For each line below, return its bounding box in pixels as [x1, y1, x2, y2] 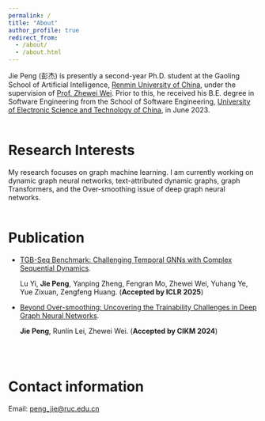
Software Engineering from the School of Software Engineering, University [8, 97, 251, 106]
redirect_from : [8, 33, 59, 42]
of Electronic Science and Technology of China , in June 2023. [8, 105, 210, 115]
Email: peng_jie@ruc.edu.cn [8, 404, 100, 413]
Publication [8, 229, 85, 247]
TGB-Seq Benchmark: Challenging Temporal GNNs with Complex [19, 255, 233, 264]
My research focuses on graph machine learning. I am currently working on [8, 167, 255, 176]
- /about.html [15, 48, 62, 56]
